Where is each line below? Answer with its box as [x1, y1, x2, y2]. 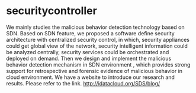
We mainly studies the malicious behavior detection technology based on [6, 24, 185, 31]
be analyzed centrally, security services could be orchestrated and [6, 48, 169, 55]
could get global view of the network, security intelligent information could [6, 42, 188, 49]
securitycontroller [6, 4, 98, 18]
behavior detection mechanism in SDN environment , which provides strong [6, 61, 191, 68]
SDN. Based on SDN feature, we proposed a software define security [6, 29, 175, 36]
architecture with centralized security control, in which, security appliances [6, 36, 189, 43]
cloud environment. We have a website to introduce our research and [6, 74, 175, 81]
